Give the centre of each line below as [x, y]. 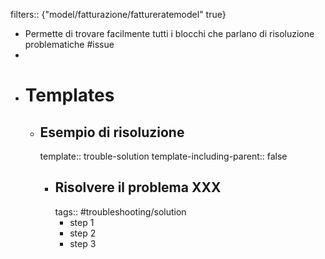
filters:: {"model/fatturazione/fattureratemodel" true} [118, 14]
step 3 [83, 243]
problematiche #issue [69, 44]
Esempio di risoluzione [112, 132]
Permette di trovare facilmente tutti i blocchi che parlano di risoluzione [169, 33]
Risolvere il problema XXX [138, 187]
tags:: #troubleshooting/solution [120, 211]
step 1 [82, 222]
